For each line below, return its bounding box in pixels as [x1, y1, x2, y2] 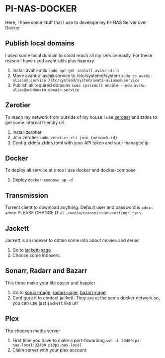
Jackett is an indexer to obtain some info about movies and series [5, 237, 140, 243]
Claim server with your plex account [12, 347, 86, 353]
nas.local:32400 [12, 343, 46, 348]
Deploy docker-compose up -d [12, 177, 73, 183]
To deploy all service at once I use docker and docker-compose [5, 167, 136, 173]
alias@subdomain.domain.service [12, 88, 80, 92]
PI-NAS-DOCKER [5, 3, 77, 14]
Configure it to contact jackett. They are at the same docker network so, [12, 294, 160, 301]
